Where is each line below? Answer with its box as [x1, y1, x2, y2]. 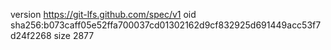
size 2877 [53, 30, 95, 41]
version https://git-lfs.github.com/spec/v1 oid [10, 9, 197, 20]
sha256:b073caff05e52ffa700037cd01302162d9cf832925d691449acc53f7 [10, 19, 322, 31]
